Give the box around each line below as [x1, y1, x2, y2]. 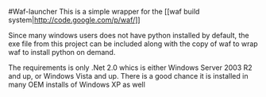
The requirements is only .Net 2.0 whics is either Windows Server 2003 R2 [8, 63, 253, 72]
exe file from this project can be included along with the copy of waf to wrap [8, 39, 258, 48]
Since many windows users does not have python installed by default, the [8, 31, 250, 40]
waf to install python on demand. [8, 48, 116, 56]
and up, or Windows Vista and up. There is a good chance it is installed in [8, 72, 249, 80]
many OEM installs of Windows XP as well [8, 80, 145, 89]
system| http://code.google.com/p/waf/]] [8, 15, 141, 25]
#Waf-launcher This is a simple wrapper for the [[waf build [8, 7, 200, 16]
